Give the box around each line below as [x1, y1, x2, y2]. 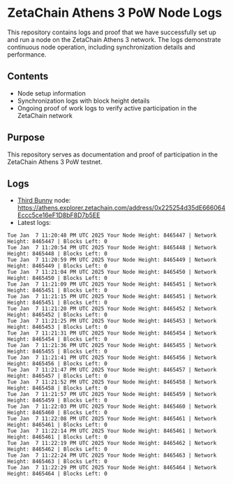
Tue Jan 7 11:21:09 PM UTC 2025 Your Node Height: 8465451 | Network [7, 281, 217, 288]
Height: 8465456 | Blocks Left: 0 [7, 360, 108, 367]
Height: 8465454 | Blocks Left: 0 [7, 336, 108, 343]
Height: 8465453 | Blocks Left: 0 [7, 323, 108, 331]
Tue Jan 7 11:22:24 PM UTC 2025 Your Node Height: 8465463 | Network [7, 452, 217, 459]
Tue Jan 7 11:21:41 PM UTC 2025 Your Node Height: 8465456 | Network [7, 354, 217, 361]
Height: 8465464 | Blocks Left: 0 [7, 470, 108, 478]
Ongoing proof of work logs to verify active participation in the [17, 103, 197, 112]
